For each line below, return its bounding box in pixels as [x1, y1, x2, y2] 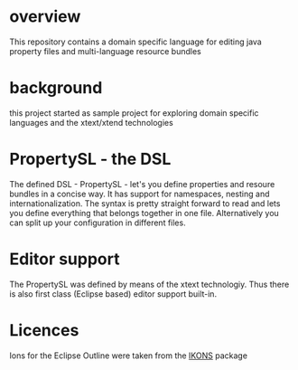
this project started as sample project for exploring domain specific [9, 107, 259, 119]
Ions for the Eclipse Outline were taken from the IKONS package [9, 350, 248, 361]
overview [9, 6, 81, 27]
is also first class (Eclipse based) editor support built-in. [9, 288, 218, 299]
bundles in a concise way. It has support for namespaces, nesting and [9, 188, 270, 199]
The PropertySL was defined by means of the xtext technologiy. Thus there [9, 279, 290, 289]
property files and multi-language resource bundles [9, 45, 201, 56]
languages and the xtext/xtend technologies [9, 117, 173, 128]
